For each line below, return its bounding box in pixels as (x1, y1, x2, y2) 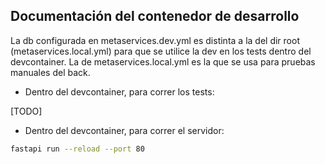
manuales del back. (10, 66, 91, 78)
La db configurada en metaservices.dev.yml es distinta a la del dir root (10, 34, 300, 46)
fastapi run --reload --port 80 (10, 144, 145, 154)
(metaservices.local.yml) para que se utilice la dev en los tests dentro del (10, 45, 312, 57)
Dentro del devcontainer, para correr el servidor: (24, 124, 225, 136)
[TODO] (10, 105, 43, 117)
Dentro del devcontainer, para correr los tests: (24, 85, 215, 98)
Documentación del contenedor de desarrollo (10, 8, 300, 25)
